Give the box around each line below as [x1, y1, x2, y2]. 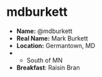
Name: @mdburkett [16, 27, 73, 35]
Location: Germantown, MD [16, 41, 96, 49]
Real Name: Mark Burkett [16, 34, 88, 42]
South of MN [26, 56, 63, 64]
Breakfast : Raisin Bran [16, 63, 80, 71]
